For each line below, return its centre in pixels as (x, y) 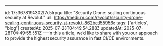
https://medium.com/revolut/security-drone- (98, 18)
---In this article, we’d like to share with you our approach (100, 33)
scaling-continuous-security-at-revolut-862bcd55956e (60, 23)
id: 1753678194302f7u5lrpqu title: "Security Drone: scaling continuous (75, 12)
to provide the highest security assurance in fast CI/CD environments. (75, 38)
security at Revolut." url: (29, 18)
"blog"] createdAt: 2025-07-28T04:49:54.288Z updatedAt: (64, 28)
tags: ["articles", (132, 23)
